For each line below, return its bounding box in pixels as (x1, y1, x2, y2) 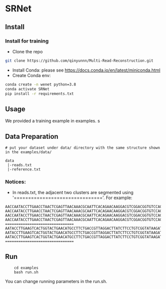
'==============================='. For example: (12, 195, 132, 201)
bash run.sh (14, 270, 39, 275)
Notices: (5, 178, 26, 185)
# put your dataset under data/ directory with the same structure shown (5, 145, 161, 150)
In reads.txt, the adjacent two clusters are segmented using (12, 190, 134, 196)
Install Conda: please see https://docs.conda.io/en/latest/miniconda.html (12, 67, 161, 73)
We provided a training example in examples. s (5, 118, 100, 124)
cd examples (14, 265, 39, 271)
